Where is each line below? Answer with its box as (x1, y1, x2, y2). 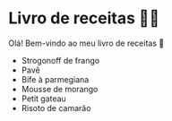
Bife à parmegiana (21, 73, 90, 84)
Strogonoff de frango (21, 55, 100, 65)
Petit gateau (21, 93, 66, 104)
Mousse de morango (21, 83, 99, 94)
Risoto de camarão (21, 102, 91, 113)
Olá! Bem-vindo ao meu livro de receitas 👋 (8, 38, 165, 48)
